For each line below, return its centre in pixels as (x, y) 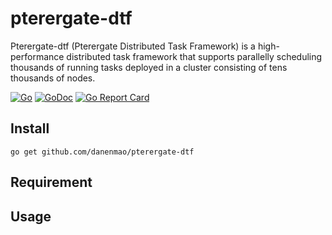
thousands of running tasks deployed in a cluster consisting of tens (149, 67)
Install (30, 128)
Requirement (51, 182)
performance (37, 56)
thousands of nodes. (53, 78)
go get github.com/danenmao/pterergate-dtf (102, 152)
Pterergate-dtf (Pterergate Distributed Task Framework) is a (133, 46)
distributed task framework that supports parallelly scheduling (194, 56)
